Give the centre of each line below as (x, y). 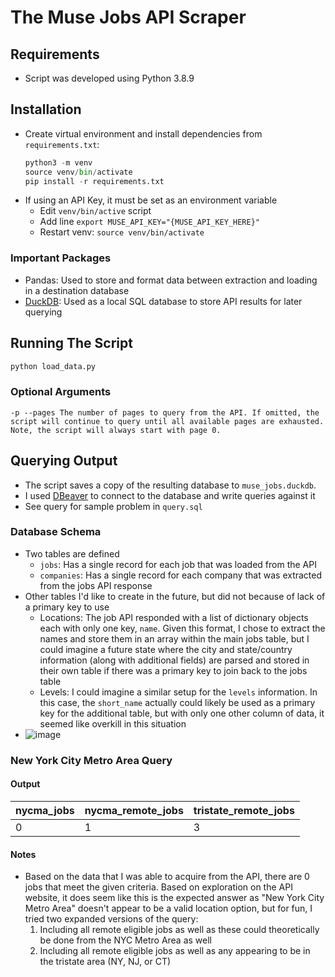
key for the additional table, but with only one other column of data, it (182, 713)
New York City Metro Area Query (91, 760)
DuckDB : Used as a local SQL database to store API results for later (163, 301)
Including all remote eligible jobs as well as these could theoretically (179, 930)
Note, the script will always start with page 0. (116, 430)
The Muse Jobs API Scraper (128, 17)
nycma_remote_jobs (134, 810)
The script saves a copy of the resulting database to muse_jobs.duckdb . (170, 485)
